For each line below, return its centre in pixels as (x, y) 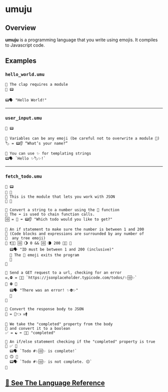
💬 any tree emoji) (25, 238)
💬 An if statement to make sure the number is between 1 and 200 (74, 229)
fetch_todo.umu (24, 176)
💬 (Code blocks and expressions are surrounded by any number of (74, 234)
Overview (21, 28)
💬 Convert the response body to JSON (44, 309)
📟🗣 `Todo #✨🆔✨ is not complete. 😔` (51, 362)
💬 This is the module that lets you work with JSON (60, 197)
